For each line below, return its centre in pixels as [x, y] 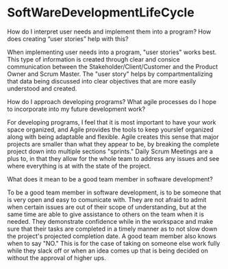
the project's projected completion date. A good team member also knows [112, 236]
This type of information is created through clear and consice [93, 59]
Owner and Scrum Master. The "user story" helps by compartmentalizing [110, 74]
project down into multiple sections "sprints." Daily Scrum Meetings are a [110, 151]
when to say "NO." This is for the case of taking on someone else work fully [114, 243]
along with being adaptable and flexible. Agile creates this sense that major [113, 137]
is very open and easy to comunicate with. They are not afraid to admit [107, 199]
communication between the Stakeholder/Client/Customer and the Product [113, 66]
